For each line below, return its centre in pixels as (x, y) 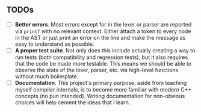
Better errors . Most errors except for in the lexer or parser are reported (103, 24)
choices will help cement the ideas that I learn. (73, 102)
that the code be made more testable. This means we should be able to (103, 63)
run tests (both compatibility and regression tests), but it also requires (101, 57)
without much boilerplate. (47, 76)
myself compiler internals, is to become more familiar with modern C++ (103, 89)
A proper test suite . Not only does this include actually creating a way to (105, 50)
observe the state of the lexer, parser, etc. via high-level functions (97, 70)
